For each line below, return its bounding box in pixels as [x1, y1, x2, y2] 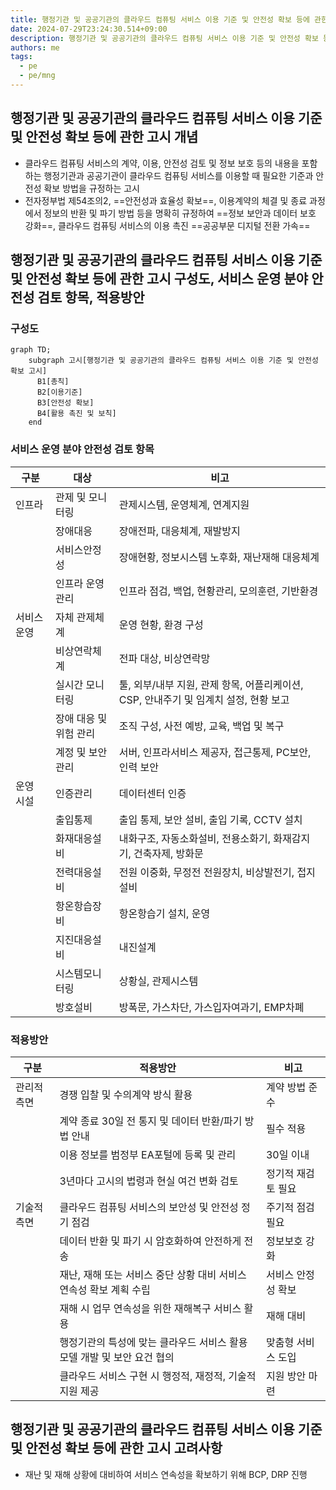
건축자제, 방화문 [133, 846, 204, 860]
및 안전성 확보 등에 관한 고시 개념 [10, 129, 199, 146]
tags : [10, 52, 33, 62]
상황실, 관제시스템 [118, 974, 199, 988]
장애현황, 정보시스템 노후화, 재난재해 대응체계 [118, 550, 320, 564]
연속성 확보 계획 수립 [59, 1282, 151, 1296]
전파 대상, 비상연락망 [118, 651, 211, 665]
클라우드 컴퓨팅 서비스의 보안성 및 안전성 [59, 1200, 239, 1214]
